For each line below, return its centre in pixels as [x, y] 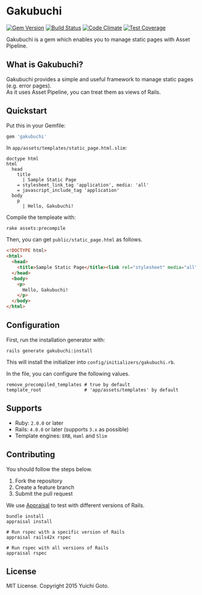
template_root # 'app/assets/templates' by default [93, 390]
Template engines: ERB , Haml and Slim [61, 436]
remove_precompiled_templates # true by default [68, 384]
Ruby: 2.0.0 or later [39, 423]
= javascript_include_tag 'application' [68, 191]
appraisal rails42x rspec [38, 537]
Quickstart [27, 111]
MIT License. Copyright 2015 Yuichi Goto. [58, 586]
